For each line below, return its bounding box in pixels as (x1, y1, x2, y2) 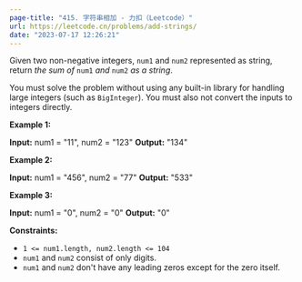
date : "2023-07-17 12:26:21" (9, 30, 120, 39)
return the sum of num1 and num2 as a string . (9, 65, 173, 76)
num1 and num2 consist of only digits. (22, 252, 157, 264)
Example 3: (9, 190, 53, 201)
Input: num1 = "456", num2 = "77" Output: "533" (9, 172, 194, 183)
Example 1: (9, 119, 52, 130)
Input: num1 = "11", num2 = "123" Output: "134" (9, 137, 188, 148)
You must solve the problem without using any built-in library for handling (9, 83, 285, 94)
